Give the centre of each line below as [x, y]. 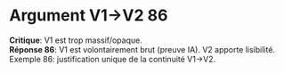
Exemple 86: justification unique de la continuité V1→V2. [113, 59]
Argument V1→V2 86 [89, 16]
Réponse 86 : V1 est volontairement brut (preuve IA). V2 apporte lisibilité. [142, 49]
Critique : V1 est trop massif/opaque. [76, 40]
